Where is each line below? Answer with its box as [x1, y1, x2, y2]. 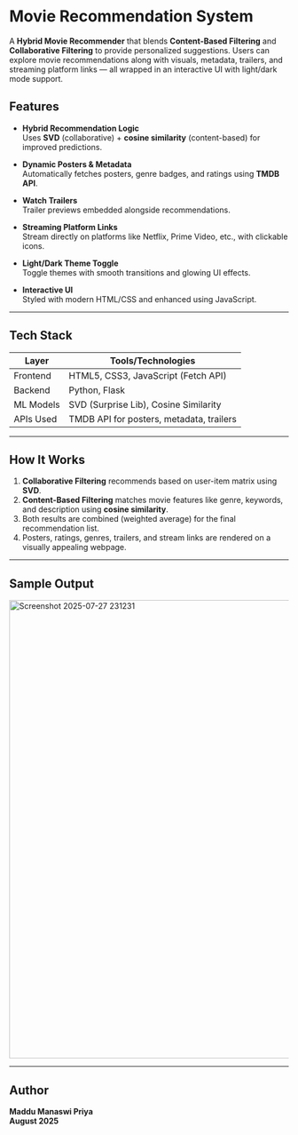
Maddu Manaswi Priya [9, 1107, 93, 1116]
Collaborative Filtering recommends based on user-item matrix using [21, 476, 278, 486]
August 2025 [9, 1115, 59, 1126]
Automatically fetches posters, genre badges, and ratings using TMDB [21, 168, 280, 179]
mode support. [9, 73, 64, 84]
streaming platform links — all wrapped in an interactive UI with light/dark [9, 64, 278, 75]
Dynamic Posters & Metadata [21, 158, 132, 170]
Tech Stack [9, 328, 73, 343]
